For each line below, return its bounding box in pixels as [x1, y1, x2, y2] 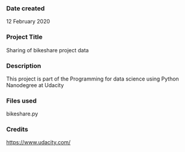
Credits [6, 125, 28, 133]
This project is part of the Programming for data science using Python [6, 75, 179, 82]
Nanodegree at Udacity [6, 81, 64, 88]
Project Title [6, 33, 43, 41]
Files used [6, 96, 37, 105]
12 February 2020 [6, 18, 50, 25]
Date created [6, 4, 45, 13]
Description [6, 61, 41, 70]
